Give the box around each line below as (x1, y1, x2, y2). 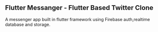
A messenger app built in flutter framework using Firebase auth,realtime (5, 16, 150, 22)
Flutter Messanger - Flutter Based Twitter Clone (5, 4, 154, 12)
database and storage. (5, 21, 50, 27)
